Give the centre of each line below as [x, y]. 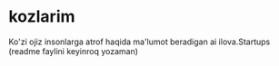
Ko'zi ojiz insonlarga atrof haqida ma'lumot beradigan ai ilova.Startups [139, 42]
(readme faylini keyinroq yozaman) [73, 51]
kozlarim [42, 17]
